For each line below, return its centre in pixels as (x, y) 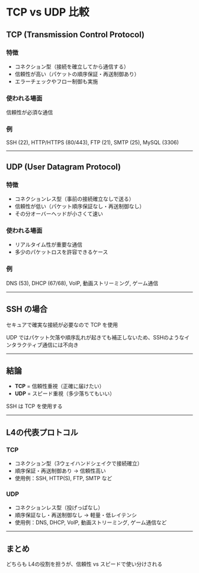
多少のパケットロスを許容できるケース (61, 252)
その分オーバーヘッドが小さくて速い (59, 214)
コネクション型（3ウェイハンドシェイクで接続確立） (78, 464)
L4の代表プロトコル (42, 432)
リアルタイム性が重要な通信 (49, 245)
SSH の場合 (27, 309)
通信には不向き (60, 345)
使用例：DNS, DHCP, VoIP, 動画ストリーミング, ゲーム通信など (91, 522)
